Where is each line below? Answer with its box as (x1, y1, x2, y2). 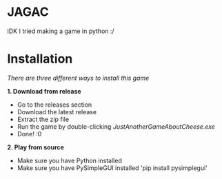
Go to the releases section (17, 101, 92, 109)
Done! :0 (17, 129, 42, 138)
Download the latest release (17, 107, 97, 116)
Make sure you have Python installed (17, 156, 122, 165)
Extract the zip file (17, 115, 70, 123)
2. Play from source (7, 143, 64, 151)
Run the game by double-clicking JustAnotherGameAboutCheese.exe (17, 122, 216, 131)
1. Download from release (7, 87, 81, 95)
